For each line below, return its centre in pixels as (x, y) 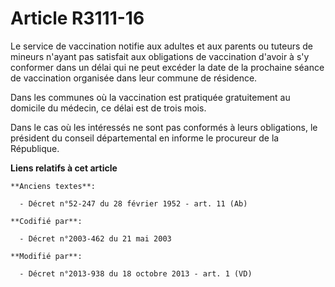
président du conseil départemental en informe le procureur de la (145, 138)
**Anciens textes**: (53, 186)
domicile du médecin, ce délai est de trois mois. (108, 108)
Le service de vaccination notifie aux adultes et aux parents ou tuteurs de (162, 46)
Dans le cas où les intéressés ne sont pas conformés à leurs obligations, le (164, 127)
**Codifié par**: (46, 221)
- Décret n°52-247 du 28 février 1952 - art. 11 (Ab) (133, 203)
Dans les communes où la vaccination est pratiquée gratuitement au (150, 97)
